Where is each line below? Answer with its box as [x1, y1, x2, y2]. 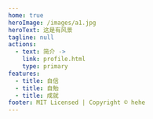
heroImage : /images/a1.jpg [8, 19, 97, 27]
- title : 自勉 [15, 84, 59, 92]
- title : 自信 [15, 77, 59, 85]
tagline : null [8, 33, 55, 41]
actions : [8, 41, 37, 49]
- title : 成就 [15, 92, 59, 99]
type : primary [22, 63, 68, 70]
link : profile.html [22, 56, 86, 63]
